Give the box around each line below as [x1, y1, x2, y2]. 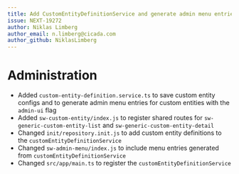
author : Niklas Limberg [7, 23, 78, 31]
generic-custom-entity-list [17, 122, 101, 130]
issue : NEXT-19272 [7, 17, 62, 24]
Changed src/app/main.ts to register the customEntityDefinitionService [17, 159, 231, 168]
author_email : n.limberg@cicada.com [7, 30, 116, 38]
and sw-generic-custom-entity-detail [102, 121, 215, 130]
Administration [7, 67, 97, 84]
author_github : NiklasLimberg [7, 37, 97, 44]
